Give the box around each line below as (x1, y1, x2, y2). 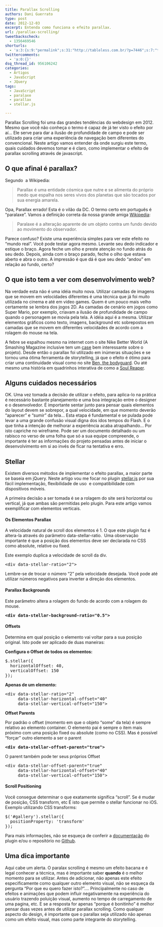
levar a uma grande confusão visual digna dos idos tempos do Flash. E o (5, 418, 150, 423)
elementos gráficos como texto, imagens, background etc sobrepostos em (5, 319, 154, 325)
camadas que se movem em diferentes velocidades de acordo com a (5, 324, 143, 330)
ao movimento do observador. (16, 226, 78, 232)
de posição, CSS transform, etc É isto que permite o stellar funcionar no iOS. (5, 799, 158, 805)
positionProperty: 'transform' (10, 819, 85, 825)
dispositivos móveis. (5, 486, 46, 492)
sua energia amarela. (16, 197, 59, 203)
